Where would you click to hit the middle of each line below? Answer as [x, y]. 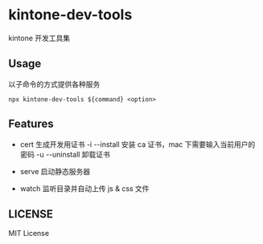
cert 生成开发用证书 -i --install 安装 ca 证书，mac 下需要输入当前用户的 [138, 144]
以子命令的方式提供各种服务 [54, 84]
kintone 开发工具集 [39, 38]
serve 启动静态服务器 [55, 171]
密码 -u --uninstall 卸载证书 [65, 154]
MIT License [29, 234]
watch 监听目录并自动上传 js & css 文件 [85, 188]
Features [31, 124]
